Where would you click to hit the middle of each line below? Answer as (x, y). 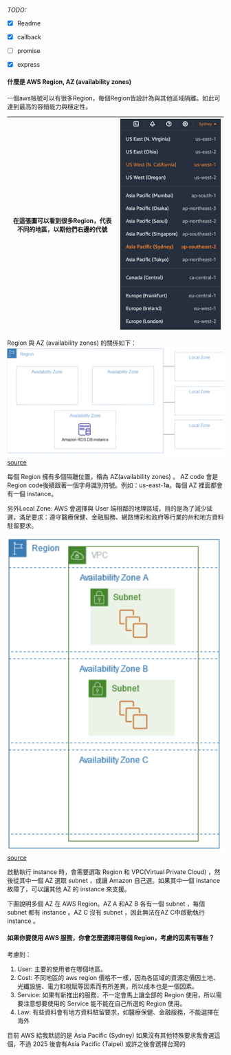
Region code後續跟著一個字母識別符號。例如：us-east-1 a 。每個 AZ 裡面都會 (115, 485)
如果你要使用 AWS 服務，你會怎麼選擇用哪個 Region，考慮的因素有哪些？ (111, 938)
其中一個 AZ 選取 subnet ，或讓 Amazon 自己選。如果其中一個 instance (120, 880)
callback (29, 37)
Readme (29, 23)
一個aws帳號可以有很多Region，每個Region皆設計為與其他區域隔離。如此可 (114, 98)
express (28, 65)
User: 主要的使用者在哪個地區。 (62, 969)
